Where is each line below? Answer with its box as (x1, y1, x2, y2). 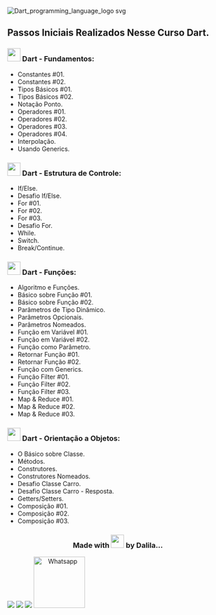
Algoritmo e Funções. (17, 283, 80, 292)
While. (17, 229, 36, 237)
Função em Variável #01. (17, 328, 89, 337)
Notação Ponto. (17, 100, 63, 108)
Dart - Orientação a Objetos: (22, 433, 121, 443)
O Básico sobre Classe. (17, 450, 86, 458)
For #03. (17, 214, 43, 222)
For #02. (17, 206, 43, 215)
